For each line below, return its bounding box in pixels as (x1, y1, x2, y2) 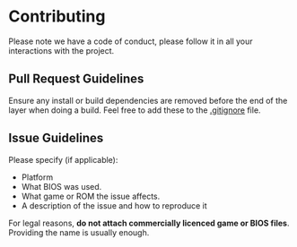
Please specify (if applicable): (8, 154, 118, 165)
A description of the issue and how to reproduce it (21, 200, 207, 211)
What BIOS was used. (21, 181, 102, 192)
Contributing (8, 6, 106, 27)
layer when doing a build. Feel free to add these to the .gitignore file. (8, 105, 261, 115)
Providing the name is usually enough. (8, 226, 150, 238)
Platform (21, 172, 54, 183)
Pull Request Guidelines (8, 72, 144, 87)
